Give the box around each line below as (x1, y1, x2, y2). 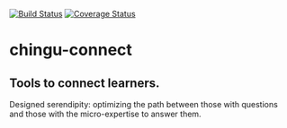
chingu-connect (9, 40, 133, 60)
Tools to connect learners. (9, 75, 160, 90)
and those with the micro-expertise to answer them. (9, 108, 202, 119)
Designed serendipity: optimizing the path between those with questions (9, 99, 279, 109)
